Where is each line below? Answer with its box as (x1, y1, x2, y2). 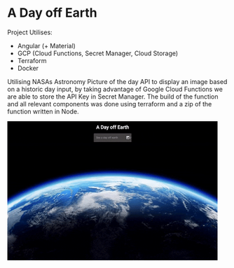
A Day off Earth (7, 5, 97, 21)
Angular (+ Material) (17, 41, 76, 50)
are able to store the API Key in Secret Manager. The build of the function (7, 92, 219, 101)
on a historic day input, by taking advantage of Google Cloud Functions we (7, 85, 223, 93)
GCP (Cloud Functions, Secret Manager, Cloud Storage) (17, 49, 179, 57)
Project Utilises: (7, 28, 53, 36)
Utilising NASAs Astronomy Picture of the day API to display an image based (7, 77, 228, 85)
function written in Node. (7, 107, 79, 115)
